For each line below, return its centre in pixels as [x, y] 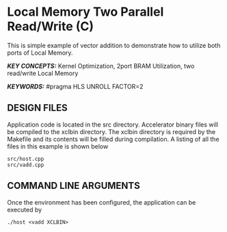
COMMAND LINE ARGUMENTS [74, 186]
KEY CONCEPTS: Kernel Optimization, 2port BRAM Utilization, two [101, 66]
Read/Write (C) [51, 26]
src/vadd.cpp [26, 165]
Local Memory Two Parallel [85, 12]
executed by [25, 209]
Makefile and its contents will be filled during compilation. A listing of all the [113, 139]
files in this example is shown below [58, 146]
